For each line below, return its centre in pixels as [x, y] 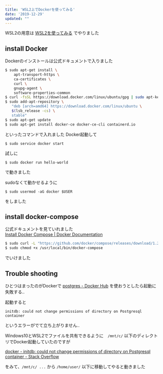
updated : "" [17, 18]
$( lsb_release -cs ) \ [33, 111]
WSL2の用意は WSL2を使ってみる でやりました [52, 33]
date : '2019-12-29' [25, 14]
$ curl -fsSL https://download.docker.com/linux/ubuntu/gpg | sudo [75, 97]
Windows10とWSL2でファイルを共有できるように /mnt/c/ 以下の [71, 336]
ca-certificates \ [32, 79]
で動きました [18, 172]
